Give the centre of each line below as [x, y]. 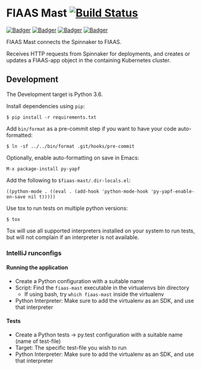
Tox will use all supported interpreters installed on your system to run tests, [101, 231]
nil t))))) [42, 197]
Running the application [37, 268]
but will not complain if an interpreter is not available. [73, 237]
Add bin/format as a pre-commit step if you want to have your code [91, 128]
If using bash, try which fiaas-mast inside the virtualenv [94, 294]
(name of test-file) [38, 341]
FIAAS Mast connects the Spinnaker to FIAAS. [64, 42]
